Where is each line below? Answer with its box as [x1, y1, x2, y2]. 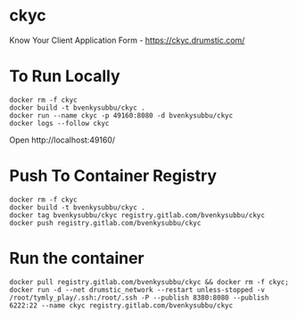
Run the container [9, 249, 144, 268]
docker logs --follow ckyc [9, 119, 110, 127]
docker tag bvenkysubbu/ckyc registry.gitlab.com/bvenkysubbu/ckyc [9, 210, 266, 219]
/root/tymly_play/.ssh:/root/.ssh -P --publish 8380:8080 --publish [9, 293, 269, 302]
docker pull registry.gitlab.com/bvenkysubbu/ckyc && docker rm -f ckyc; [9, 277, 290, 286]
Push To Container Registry [9, 166, 217, 186]
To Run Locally [9, 66, 120, 86]
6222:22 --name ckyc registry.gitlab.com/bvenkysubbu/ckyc [9, 300, 234, 310]
